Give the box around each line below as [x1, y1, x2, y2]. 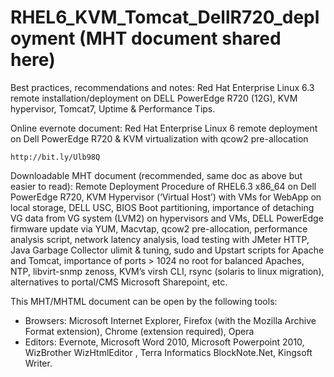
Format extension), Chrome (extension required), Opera [24, 325, 255, 337]
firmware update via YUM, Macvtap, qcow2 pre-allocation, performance [10, 222, 308, 235]
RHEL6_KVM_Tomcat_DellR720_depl [10, 6, 320, 29]
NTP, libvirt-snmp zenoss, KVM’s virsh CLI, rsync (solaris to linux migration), [10, 265, 325, 277]
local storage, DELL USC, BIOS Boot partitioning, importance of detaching [10, 201, 315, 213]
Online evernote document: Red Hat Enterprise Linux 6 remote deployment [10, 122, 318, 134]
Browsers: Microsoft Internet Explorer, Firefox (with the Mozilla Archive [24, 314, 317, 326]
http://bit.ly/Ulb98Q [10, 152, 101, 162]
